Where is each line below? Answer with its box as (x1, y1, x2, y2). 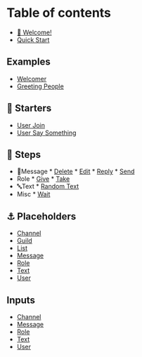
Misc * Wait (16, 190, 51, 198)
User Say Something (16, 128, 77, 137)
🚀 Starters (6, 102, 52, 114)
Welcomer (16, 74, 47, 83)
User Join (16, 121, 46, 129)
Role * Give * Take (16, 175, 70, 183)
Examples (6, 56, 51, 68)
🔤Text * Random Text (16, 182, 79, 191)
